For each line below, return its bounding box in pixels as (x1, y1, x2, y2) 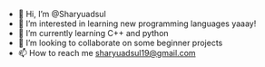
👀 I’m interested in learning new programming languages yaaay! (17, 18, 257, 29)
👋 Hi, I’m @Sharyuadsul (17, 9, 106, 19)
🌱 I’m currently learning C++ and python (17, 28, 170, 38)
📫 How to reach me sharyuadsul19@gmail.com (17, 48, 197, 58)
